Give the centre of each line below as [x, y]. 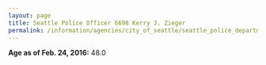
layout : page [30, 15]
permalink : [26, 30]
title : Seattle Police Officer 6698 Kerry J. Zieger [97, 23]
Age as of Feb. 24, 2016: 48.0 [57, 53]
